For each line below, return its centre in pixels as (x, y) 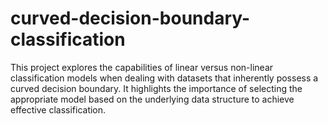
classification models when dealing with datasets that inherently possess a (164, 78)
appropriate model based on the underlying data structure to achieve (152, 99)
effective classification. (58, 109)
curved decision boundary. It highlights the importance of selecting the (156, 88)
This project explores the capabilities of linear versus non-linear (142, 67)
